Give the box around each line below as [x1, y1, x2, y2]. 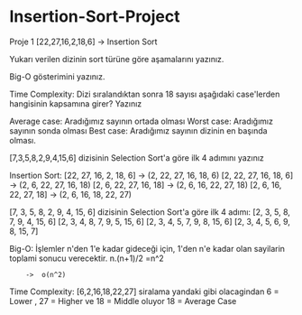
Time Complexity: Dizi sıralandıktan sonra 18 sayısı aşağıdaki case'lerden [9, 88, 280, 99]
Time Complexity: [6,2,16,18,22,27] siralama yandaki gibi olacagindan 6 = [9, 286, 279, 297]
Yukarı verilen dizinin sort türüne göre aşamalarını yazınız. [9, 53, 224, 64]
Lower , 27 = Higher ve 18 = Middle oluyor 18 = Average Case [9, 295, 237, 306]
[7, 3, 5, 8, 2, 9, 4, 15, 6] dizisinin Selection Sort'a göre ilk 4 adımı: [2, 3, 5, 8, [9, 206, 291, 218]
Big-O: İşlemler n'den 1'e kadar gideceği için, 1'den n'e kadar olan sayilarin [9, 243, 286, 254]
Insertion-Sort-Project [9, 6, 180, 27]
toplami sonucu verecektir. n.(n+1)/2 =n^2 [9, 253, 164, 264]
